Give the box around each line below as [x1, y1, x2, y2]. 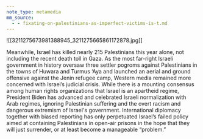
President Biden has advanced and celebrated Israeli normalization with [6, 93, 187, 101]
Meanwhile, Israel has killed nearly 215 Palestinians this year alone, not [6, 49, 184, 56]
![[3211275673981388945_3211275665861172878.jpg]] [6, 37, 143, 44]
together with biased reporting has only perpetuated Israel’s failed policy [6, 113, 189, 120]
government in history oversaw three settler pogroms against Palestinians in [6, 61, 198, 69]
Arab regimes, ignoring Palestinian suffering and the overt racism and [6, 100, 181, 107]
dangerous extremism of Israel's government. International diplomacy [6, 107, 181, 114]
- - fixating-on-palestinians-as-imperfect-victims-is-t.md [12, 20, 168, 26]
